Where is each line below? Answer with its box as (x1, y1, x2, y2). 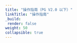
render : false (7, 21, 37, 26)
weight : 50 (5, 26, 28, 31)
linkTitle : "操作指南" (5, 12, 49, 17)
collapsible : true (5, 30, 43, 35)
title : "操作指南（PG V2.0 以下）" (5, 7, 73, 12)
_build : (5, 16, 21, 21)
